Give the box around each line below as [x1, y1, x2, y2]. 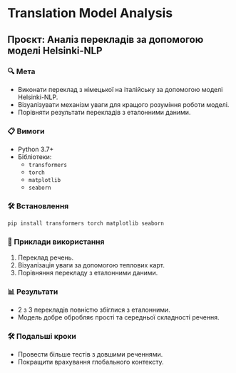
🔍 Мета [7, 66, 36, 76]
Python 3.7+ [17, 145, 54, 154]
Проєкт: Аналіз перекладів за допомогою [7, 34, 204, 46]
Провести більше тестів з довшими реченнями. [17, 350, 163, 359]
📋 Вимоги [7, 126, 45, 136]
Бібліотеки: [17, 153, 52, 161]
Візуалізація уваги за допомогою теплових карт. [17, 260, 165, 269]
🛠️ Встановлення [7, 201, 69, 211]
